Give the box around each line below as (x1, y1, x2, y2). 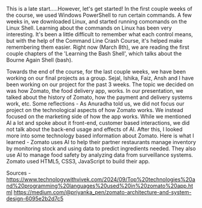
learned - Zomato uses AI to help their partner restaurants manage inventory (6, 139, 197, 145)
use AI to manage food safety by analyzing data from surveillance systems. (6, 151, 194, 159)
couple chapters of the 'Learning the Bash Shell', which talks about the (6, 50, 182, 57)
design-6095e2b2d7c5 (6, 195, 64, 202)
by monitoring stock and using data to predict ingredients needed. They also (6, 145, 196, 152)
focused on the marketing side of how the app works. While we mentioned (6, 113, 192, 120)
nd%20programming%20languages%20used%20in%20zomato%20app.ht (6, 182, 194, 189)
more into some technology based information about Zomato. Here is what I (6, 132, 194, 139)
